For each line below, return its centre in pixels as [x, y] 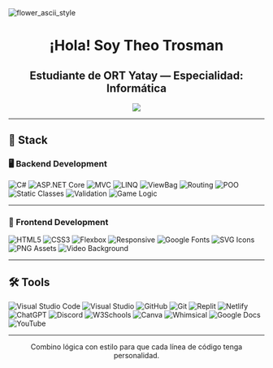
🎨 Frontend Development [58, 222]
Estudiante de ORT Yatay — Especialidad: [136, 75]
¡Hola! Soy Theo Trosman [136, 46]
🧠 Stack [28, 140]
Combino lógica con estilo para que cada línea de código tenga [136, 346]
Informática [136, 88]
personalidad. [136, 355]
